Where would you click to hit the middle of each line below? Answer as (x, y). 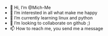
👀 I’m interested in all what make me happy (54, 13)
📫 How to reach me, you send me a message (56, 28)
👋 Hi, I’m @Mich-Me (30, 8)
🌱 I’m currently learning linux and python (51, 18)
